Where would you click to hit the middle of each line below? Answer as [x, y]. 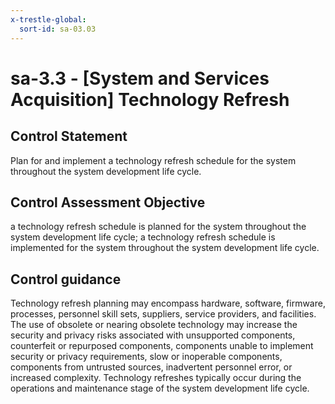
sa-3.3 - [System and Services [140, 78]
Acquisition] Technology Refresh [150, 99]
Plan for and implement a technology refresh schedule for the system [153, 160]
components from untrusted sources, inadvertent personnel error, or [151, 367]
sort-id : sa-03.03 [58, 29]
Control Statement [69, 136]
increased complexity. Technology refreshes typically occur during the [156, 378]
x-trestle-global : [48, 19]
